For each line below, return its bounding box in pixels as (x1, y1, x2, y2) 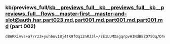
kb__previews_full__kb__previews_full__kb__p (49, 4, 164, 11)
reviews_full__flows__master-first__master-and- (5, 10, 127, 17)
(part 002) (10, 22, 36, 29)
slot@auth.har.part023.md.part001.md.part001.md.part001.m (5, 16, 163, 23)
